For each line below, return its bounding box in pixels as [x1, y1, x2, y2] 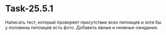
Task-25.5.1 [5, 3, 54, 14]
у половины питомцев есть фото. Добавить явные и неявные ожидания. [5, 24, 159, 30]
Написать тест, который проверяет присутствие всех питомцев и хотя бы [5, 19, 162, 25]
